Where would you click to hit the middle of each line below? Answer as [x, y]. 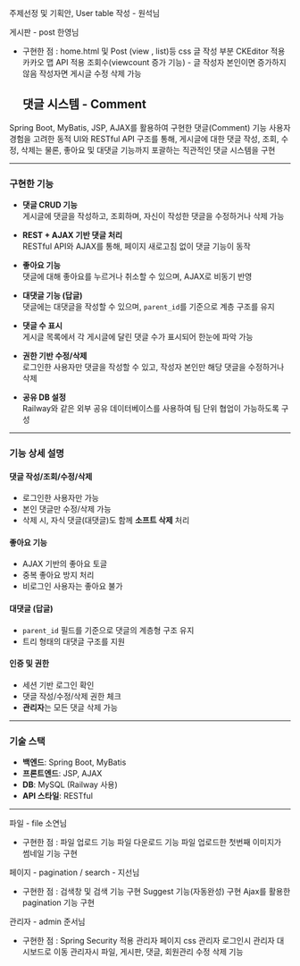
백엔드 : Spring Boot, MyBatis [74, 762]
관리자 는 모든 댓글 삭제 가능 [70, 707]
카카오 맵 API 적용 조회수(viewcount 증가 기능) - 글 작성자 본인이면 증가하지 [154, 62]
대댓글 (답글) [31, 609]
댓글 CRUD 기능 [50, 205]
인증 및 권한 [29, 664]
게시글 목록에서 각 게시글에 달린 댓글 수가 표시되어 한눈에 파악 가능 [137, 337]
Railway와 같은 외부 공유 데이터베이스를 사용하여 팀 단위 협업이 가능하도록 [150, 409]
